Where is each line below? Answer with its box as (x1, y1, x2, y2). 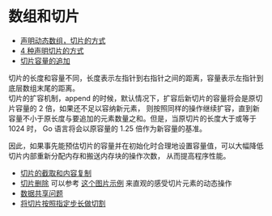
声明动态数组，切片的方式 (19, 36, 106, 45)
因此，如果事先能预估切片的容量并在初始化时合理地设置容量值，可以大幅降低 (8, 141, 264, 150)
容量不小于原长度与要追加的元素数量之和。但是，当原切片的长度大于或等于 (8, 113, 257, 123)
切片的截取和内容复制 (19, 167, 91, 178)
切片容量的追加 (19, 56, 70, 66)
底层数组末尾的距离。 (8, 83, 79, 93)
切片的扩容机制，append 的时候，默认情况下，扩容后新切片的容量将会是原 (8, 93, 256, 103)
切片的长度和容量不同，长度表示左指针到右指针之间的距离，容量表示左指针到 (8, 73, 264, 83)
